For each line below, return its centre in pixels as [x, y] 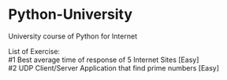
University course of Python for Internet [73, 36]
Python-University [70, 15]
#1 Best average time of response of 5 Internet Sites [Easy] [104, 60]
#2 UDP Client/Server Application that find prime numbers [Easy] [113, 67]
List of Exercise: [34, 51]
